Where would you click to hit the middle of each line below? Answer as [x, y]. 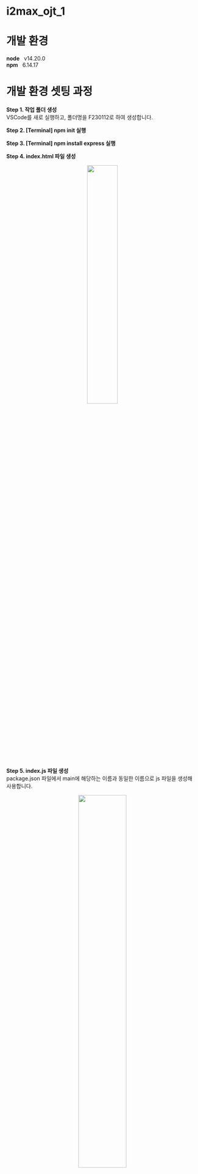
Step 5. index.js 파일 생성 [37, 771]
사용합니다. [19, 786]
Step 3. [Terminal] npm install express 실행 [61, 143]
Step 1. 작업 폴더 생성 [32, 110]
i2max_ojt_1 [36, 11]
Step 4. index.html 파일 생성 [41, 157]
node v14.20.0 [26, 59]
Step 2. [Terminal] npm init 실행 [46, 130]
